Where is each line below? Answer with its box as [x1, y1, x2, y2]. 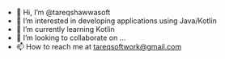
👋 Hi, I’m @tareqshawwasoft [15, 8, 111, 17]
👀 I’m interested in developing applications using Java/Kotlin [15, 16, 217, 26]
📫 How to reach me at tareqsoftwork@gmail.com [15, 42, 182, 51]
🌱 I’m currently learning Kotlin [15, 25, 115, 33]
